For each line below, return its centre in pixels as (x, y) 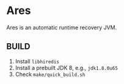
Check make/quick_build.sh (50, 74)
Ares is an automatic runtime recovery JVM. (62, 27)
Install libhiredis (37, 61)
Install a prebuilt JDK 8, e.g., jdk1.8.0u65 (66, 68)
